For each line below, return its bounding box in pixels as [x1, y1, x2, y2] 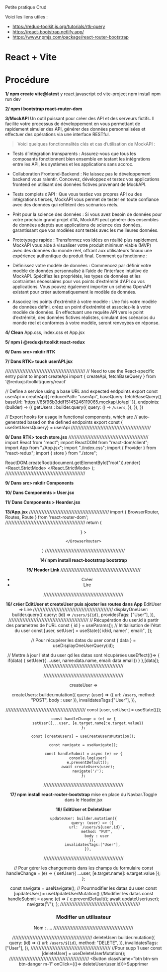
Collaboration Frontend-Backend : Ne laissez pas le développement [12, 171, 151, 177]
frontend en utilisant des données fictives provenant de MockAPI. [12, 181, 147, 187]
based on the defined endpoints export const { [27, 419, 123, 425]
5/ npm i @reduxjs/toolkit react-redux [5, 339, 85, 345]
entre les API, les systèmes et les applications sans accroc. [12, 162, 134, 167]
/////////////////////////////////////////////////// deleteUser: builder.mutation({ [12, 935, 155, 941]
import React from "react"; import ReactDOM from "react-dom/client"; [5, 440, 149, 446]
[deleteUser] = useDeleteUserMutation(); [41, 951, 126, 957]
